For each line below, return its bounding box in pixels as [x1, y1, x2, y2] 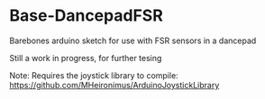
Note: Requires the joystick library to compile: [9, 69, 178, 81]
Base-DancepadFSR [9, 5, 164, 26]
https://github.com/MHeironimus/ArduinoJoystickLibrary [9, 79, 220, 90]
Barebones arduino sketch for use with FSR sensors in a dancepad [9, 35, 257, 46]
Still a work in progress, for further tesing [9, 52, 162, 63]
